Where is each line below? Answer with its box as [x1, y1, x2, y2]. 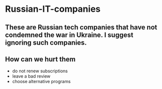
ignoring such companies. [5, 38, 87, 47]
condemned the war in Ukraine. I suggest [5, 30, 134, 39]
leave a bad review [12, 73, 51, 79]
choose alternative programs [12, 79, 71, 85]
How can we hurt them [5, 55, 76, 63]
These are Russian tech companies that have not [5, 23, 158, 31]
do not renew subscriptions [12, 68, 68, 74]
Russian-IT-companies [5, 3, 101, 15]
